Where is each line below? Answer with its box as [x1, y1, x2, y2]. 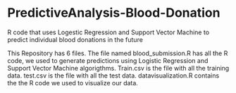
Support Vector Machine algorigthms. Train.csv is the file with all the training [7, 64, 230, 72]
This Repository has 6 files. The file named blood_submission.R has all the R [7, 49, 228, 57]
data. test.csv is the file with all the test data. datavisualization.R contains [7, 71, 220, 80]
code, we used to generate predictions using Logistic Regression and [7, 56, 209, 64]
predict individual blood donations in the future [7, 35, 143, 43]
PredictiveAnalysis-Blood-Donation [7, 5, 221, 21]
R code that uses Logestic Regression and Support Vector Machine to [7, 28, 210, 36]
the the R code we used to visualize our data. [7, 78, 139, 87]
